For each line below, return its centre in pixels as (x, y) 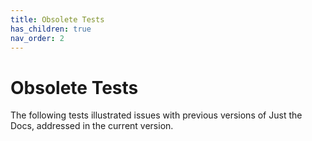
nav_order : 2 (37, 38)
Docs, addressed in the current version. (92, 126)
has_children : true (51, 29)
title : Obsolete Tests (57, 19)
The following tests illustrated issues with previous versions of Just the (156, 115)
